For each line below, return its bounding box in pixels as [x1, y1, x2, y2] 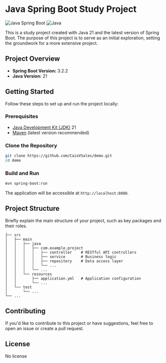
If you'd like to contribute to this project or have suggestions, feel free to [5, 320, 153, 326]
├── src [5, 232, 21, 237]
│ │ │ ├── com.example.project [5, 245, 83, 251]
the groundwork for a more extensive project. [5, 40, 98, 46]
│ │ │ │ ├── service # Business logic [5, 254, 117, 259]
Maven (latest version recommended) [12, 129, 89, 135]
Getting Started [5, 88, 54, 96]
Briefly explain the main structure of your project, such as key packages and [5, 217, 162, 223]
